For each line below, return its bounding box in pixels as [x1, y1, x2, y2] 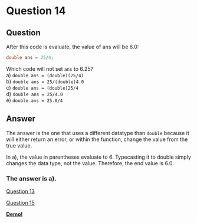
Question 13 [6, 188, 35, 195]
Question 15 [6, 199, 35, 206]
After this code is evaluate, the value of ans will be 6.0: [6, 43, 139, 50]
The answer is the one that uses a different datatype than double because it [6, 129, 190, 136]
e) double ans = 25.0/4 [6, 96, 63, 104]
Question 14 [6, 4, 66, 18]
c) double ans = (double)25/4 [6, 84, 78, 91]
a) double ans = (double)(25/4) [6, 71, 84, 78]
